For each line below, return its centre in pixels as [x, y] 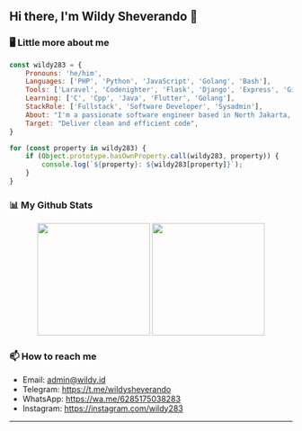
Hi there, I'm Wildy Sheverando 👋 [104, 17]
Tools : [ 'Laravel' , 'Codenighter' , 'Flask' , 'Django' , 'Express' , [152, 90]
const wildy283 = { [46, 65]
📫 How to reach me [53, 356]
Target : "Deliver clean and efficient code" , [112, 123]
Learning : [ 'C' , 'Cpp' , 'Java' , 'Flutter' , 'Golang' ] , [130, 99]
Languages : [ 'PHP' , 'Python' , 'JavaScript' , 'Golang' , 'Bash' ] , [148, 82]
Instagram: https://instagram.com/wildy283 [103, 408]
